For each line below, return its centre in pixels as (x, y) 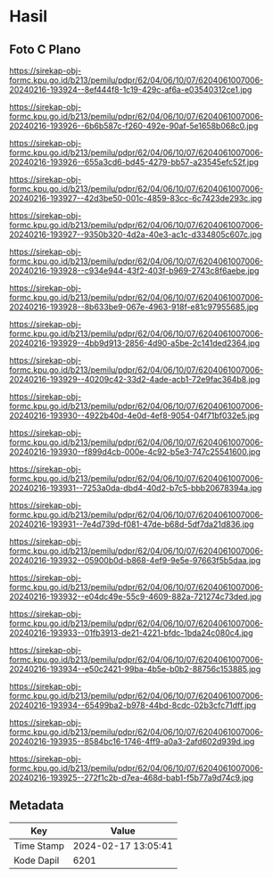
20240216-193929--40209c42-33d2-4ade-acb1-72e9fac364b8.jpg (135, 379)
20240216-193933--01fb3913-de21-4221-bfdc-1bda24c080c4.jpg (131, 633)
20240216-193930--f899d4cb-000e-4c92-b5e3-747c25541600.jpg (135, 451)
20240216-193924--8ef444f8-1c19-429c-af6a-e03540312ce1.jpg (131, 90)
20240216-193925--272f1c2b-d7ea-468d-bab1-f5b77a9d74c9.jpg (132, 778)
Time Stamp (39, 846)
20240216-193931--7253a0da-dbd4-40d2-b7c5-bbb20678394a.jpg (136, 488)
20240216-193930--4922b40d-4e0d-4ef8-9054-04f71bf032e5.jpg (135, 415)
